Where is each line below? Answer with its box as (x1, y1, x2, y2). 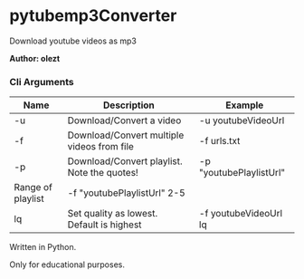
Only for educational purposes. (9, 259, 125, 270)
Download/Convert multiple (67, 129, 185, 141)
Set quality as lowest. (67, 207, 158, 220)
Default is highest (67, 218, 142, 231)
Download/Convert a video (67, 114, 182, 127)
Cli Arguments (9, 75, 74, 88)
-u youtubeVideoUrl (198, 114, 285, 127)
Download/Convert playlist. (67, 155, 183, 168)
